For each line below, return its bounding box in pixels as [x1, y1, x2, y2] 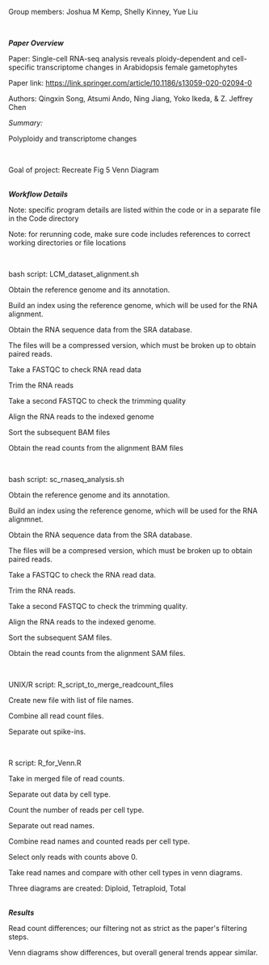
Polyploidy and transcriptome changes [8, 133, 137, 143]
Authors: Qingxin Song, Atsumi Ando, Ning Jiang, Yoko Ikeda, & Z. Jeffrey [8, 94, 253, 104]
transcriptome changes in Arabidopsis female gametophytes [36, 62, 238, 72]
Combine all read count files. [8, 711, 104, 721]
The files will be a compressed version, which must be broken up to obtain [8, 341, 257, 350]
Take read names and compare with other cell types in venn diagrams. [8, 868, 242, 877]
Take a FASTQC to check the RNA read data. [8, 570, 156, 579]
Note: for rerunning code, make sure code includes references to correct [8, 230, 250, 239]
